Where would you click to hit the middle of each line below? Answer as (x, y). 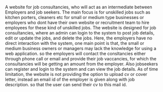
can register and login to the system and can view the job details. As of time (81, 69)
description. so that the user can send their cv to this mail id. (66, 84)
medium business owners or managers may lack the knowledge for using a (81, 48)
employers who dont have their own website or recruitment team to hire (77, 22)
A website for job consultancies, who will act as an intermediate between (79, 7)
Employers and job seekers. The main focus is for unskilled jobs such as (78, 12)
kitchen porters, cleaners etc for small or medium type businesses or (75, 17)
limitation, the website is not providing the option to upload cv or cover (76, 74)
